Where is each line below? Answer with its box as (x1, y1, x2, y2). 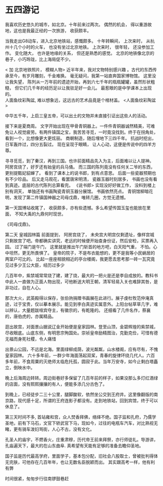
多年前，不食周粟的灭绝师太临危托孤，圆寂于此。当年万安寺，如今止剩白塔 (5, 358, 154, 364)
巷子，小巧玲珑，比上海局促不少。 (5, 56, 73, 62)
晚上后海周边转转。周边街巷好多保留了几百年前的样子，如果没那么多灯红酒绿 (5, 375, 158, 381)
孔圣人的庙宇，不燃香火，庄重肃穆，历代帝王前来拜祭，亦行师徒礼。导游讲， (5, 436, 158, 442)
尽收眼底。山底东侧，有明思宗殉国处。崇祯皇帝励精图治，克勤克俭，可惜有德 (5, 330, 158, 336)
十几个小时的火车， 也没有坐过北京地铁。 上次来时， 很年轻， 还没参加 (9, 44, 150, 50)
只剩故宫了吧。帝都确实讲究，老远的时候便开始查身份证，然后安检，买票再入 (5, 238, 158, 243)
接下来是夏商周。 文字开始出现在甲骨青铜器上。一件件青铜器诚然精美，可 (5, 123, 151, 129)
